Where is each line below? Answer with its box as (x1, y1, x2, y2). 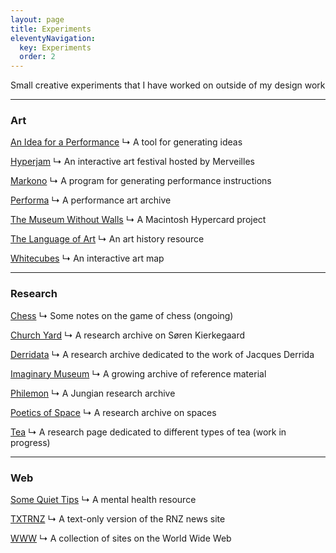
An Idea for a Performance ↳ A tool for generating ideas (10, 136, 243, 148)
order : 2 (19, 52, 56, 62)
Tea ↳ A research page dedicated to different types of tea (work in (10, 426, 287, 438)
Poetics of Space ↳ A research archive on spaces (10, 406, 217, 418)
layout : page (10, 14, 65, 25)
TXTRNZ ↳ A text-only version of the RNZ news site (10, 513, 226, 525)
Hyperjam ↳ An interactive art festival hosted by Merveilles (10, 156, 255, 168)
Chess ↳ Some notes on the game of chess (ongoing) (10, 309, 234, 321)
